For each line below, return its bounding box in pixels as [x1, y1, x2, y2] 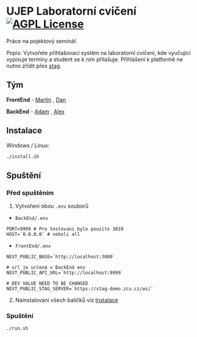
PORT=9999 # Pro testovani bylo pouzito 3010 [6, 226, 123, 232]
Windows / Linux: [6, 141, 50, 149]
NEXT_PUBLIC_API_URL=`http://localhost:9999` [6, 270, 123, 276]
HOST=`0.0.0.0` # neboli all [6, 232, 80, 238]
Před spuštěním [6, 188, 54, 197]
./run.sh [6, 325, 29, 332]
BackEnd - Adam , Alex [6, 108, 65, 115]
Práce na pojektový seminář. [6, 37, 78, 44]
